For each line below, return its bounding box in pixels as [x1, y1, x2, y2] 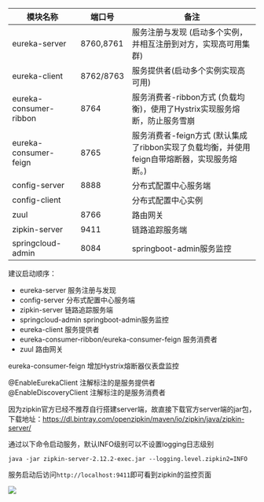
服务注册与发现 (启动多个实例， [131, 27, 247, 38]
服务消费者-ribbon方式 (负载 [131, 92, 237, 102]
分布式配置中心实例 [131, 195, 203, 205]
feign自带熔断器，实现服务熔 [131, 153, 237, 164]
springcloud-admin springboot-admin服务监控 [19, 315, 169, 324]
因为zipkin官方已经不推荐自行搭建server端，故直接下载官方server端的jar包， [8, 404, 256, 414]
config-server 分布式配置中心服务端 [19, 295, 136, 305]
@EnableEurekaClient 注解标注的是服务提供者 [8, 378, 156, 387]
